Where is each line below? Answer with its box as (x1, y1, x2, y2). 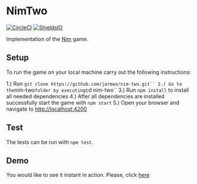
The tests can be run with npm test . (6, 138, 94, 145)
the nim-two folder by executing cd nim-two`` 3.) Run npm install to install (6, 86, 189, 93)
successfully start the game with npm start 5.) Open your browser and (6, 99, 180, 106)
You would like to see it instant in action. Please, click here (6, 171, 150, 179)
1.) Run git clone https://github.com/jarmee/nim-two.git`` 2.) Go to (6, 80, 182, 87)
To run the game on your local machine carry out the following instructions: (6, 68, 192, 76)
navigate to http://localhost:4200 (6, 105, 88, 113)
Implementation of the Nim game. (6, 35, 88, 42)
